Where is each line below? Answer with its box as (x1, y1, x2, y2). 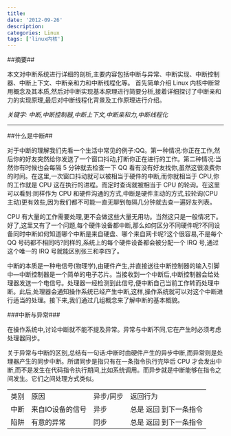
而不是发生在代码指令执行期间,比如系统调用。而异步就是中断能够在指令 (14, 366, 216, 374)
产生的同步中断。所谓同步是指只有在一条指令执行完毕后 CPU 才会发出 (19, 357, 217, 366)
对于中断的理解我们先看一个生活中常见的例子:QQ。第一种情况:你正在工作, (7, 146, 214, 155)
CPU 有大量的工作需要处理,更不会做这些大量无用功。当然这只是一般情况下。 (7, 213, 222, 221)
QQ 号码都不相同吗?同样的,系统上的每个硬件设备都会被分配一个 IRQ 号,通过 (7, 238, 219, 247)
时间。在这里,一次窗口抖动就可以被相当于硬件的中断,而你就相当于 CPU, (12, 172, 214, 180)
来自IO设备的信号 (31, 404, 87, 414)
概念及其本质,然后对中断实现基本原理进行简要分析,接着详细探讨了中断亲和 (12, 87, 222, 96)
